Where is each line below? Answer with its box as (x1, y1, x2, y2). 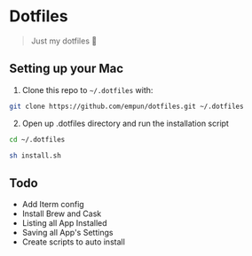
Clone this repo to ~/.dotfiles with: (21, 84, 154, 95)
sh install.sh (9, 151, 62, 160)
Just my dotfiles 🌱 (30, 35, 98, 46)
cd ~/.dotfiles (9, 135, 66, 144)
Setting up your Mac (9, 61, 124, 76)
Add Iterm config (21, 199, 84, 210)
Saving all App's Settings (21, 228, 114, 238)
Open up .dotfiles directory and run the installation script (21, 118, 229, 128)
